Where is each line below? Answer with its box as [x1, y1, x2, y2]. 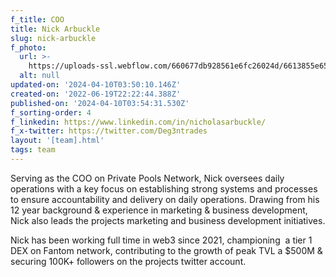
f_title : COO [10, 14, 65, 25]
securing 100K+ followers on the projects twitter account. [10, 255, 247, 267]
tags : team [10, 145, 56, 155]
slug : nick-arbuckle [10, 33, 97, 43]
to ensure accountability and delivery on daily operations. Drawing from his [10, 193, 320, 205]
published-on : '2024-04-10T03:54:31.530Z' [10, 98, 190, 108]
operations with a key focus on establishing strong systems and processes [10, 182, 318, 195]
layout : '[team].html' [10, 136, 105, 146]
